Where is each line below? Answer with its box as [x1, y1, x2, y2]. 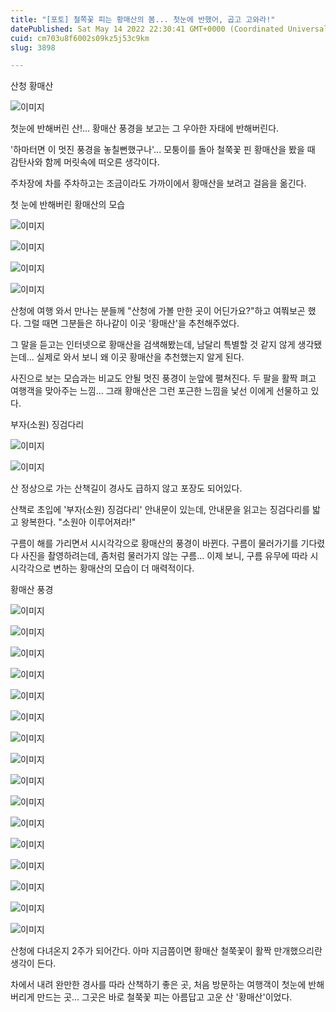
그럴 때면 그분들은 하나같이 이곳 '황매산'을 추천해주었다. [23, 317, 240, 330]
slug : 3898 [10, 42, 56, 53]
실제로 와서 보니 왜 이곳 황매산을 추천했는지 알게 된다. [36, 351, 245, 363]
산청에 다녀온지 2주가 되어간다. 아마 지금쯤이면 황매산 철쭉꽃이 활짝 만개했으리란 [10, 945, 323, 957]
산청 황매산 [10, 80, 54, 92]
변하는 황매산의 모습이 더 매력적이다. [53, 562, 195, 575]
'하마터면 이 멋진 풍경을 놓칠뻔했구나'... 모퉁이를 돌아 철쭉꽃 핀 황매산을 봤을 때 [10, 144, 316, 156]
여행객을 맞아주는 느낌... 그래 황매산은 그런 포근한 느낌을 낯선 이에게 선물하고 [10, 385, 309, 397]
